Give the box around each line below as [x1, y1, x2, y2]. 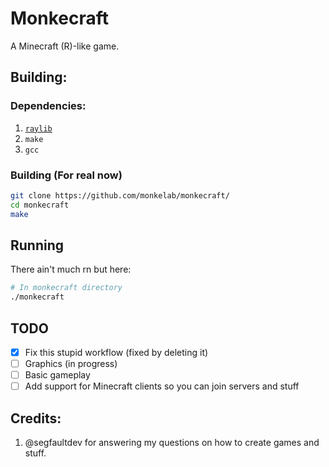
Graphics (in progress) [24, 357, 118, 369]
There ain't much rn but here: [10, 263, 132, 276]
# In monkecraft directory [10, 283, 123, 293]
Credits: [10, 410, 62, 427]
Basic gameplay [24, 369, 91, 381]
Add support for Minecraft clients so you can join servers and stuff [24, 380, 300, 392]
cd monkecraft [10, 200, 70, 210]
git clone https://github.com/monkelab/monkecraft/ [10, 190, 230, 201]
